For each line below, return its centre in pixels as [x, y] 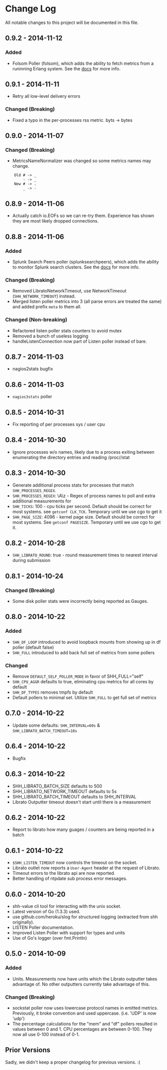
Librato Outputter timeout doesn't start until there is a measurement [82, 802]
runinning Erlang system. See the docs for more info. [66, 68]
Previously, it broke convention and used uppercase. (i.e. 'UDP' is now [84, 1013]
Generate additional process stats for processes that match [73, 485]
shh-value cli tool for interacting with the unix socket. [67, 906]
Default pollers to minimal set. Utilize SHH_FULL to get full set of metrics [84, 698]
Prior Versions [28, 1050]
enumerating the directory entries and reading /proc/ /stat [71, 457]
